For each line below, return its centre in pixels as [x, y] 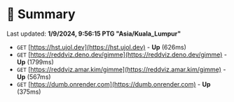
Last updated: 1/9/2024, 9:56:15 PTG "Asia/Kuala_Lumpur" [94, 34]
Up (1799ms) [35, 61]
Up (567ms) [34, 77]
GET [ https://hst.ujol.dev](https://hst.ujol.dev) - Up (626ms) [102, 47]
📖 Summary [41, 14]
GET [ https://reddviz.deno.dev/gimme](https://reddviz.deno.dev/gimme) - [122, 54]
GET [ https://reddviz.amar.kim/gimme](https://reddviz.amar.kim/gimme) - [121, 69]
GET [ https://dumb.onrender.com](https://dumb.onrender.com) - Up [113, 84]
